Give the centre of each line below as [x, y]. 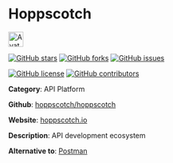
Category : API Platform [47, 89]
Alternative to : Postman [48, 151]
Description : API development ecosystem [77, 135]
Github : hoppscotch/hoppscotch [62, 104]
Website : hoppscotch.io [48, 120]
